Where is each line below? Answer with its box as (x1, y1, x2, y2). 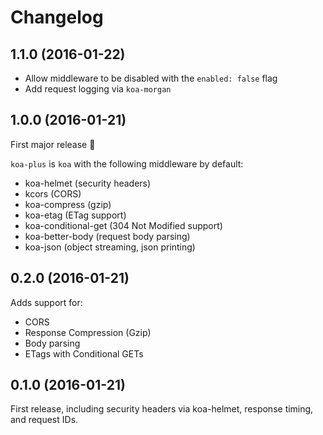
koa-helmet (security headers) (24, 177, 152, 189)
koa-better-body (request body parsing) (24, 230, 191, 242)
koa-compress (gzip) (24, 198, 112, 210)
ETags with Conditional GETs (24, 347, 144, 360)
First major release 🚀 (10, 138, 96, 150)
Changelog (10, 6, 104, 29)
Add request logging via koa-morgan (24, 83, 172, 95)
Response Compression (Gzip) (24, 326, 152, 338)
